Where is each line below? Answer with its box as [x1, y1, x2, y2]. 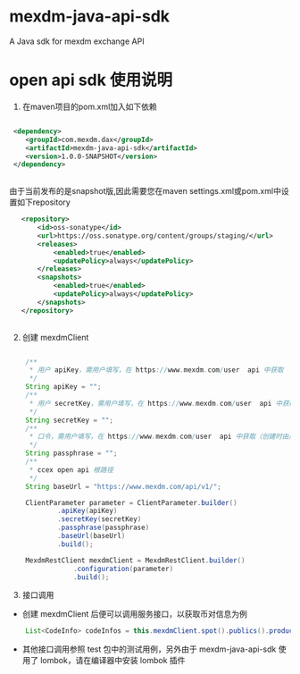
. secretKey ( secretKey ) [56, 515, 142, 524]
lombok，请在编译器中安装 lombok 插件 [39, 655, 186, 666]
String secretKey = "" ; [25, 416, 114, 425]
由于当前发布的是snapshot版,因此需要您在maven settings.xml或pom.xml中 [9, 186, 281, 197]
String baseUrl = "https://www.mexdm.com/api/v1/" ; [25, 482, 221, 491]
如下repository [16, 197, 71, 207]
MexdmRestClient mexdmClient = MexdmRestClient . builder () [25, 556, 246, 565]
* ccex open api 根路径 [29, 465, 114, 475]
